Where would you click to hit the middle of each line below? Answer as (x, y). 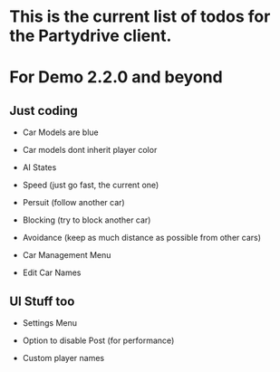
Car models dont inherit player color (90, 150)
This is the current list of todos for (140, 17)
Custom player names (63, 358)
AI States (39, 167)
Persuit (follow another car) (73, 203)
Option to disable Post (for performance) (98, 340)
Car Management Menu (67, 255)
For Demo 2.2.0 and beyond (116, 77)
